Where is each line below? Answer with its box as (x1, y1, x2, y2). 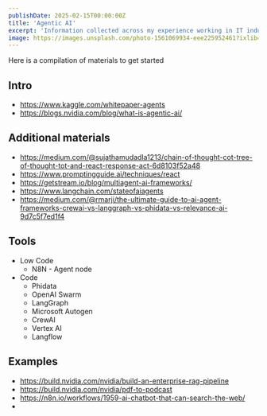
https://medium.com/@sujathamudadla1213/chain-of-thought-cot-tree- (19, 152, 253, 161)
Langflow (31, 332, 63, 341)
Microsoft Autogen (31, 306, 93, 316)
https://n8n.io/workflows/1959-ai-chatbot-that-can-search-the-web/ (19, 393, 246, 402)
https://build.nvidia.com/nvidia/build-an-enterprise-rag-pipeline (19, 375, 229, 386)
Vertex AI (31, 323, 62, 332)
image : (8, 33, 30, 42)
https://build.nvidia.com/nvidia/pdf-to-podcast (19, 384, 172, 394)
